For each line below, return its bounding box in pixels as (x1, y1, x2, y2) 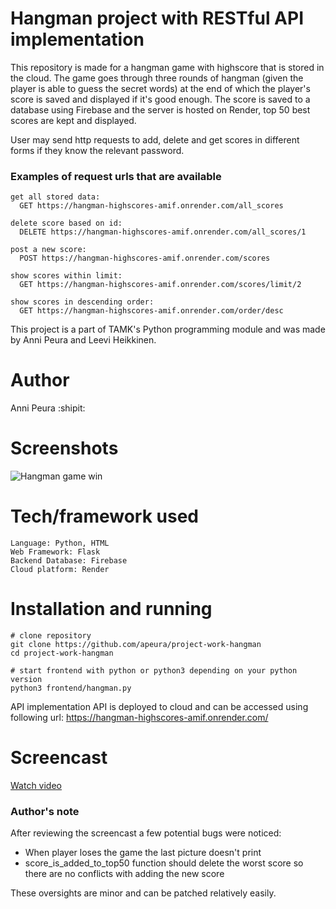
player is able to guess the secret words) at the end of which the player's (10, 82, 311, 94)
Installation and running (10, 598, 213, 621)
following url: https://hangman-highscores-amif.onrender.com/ (10, 711, 269, 723)
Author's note (10, 804, 80, 818)
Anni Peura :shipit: (10, 402, 86, 414)
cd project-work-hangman (10, 648, 114, 658)
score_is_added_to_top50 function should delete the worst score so (24, 857, 304, 869)
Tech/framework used (10, 505, 199, 528)
